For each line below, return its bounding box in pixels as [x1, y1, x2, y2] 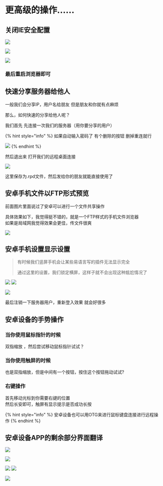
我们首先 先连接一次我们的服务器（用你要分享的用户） [5, 122, 115, 128]
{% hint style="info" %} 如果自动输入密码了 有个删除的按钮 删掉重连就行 [5, 133, 152, 139]
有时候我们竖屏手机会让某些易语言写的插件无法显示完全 [17, 259, 130, 265]
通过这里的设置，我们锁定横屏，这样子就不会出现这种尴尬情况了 [17, 270, 147, 276]
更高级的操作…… [5, 4, 75, 16]
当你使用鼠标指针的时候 [5, 331, 61, 338]
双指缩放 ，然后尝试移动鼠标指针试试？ [5, 344, 84, 350]
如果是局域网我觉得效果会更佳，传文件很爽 [5, 220, 92, 226]
